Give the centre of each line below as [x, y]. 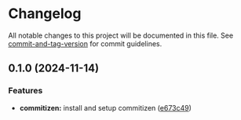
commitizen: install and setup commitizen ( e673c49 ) [106, 107]
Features [26, 91]
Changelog [45, 14]
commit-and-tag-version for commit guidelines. [85, 43]
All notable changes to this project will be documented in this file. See [121, 35]
